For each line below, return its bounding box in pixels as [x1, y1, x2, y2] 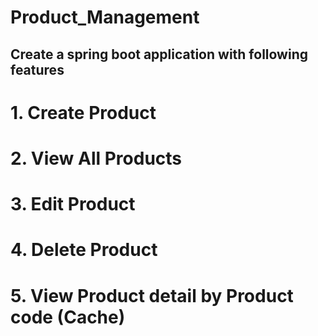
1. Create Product [10, 101, 157, 124]
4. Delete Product [10, 239, 158, 261]
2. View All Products [10, 147, 183, 170]
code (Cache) [10, 306, 126, 328]
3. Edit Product [10, 193, 136, 216]
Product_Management [10, 6, 200, 29]
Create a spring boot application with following [10, 46, 309, 63]
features [10, 61, 65, 78]
